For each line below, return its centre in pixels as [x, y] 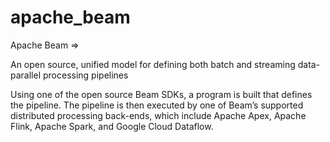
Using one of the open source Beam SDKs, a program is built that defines [161, 94]
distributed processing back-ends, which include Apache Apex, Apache [158, 115]
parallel [26, 75]
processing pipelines [85, 75]
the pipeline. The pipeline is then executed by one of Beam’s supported [157, 105]
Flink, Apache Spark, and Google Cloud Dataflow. [112, 126]
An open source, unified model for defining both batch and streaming [153, 64]
